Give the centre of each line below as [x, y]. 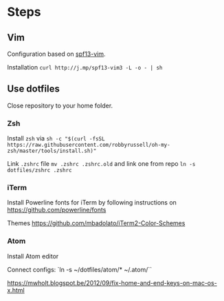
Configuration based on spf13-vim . [56, 54]
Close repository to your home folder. [60, 105]
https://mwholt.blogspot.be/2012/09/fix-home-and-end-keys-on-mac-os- [112, 282]
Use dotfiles [33, 89]
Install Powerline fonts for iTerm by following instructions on [92, 203]
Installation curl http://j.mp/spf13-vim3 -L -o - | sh [85, 67]
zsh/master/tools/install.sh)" [52, 151]
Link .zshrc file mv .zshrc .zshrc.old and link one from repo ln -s [101, 164]
